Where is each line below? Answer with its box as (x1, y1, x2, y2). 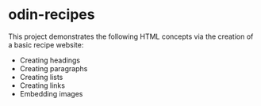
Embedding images (19, 89, 83, 98)
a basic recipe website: (8, 40, 84, 49)
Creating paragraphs (19, 63, 88, 73)
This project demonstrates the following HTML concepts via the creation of (8, 32, 254, 41)
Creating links (19, 81, 66, 90)
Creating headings (19, 55, 81, 65)
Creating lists (19, 72, 63, 81)
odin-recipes (8, 6, 95, 24)
